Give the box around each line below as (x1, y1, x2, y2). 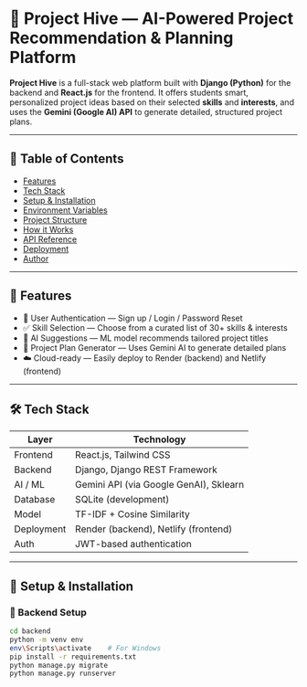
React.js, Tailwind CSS (74, 449, 171, 461)
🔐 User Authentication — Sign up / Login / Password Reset (22, 312, 244, 323)
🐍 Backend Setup (9, 606, 87, 618)
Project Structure (22, 214, 88, 225)
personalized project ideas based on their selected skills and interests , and (9, 96, 295, 108)
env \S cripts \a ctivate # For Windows (9, 643, 162, 652)
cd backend (9, 627, 51, 636)
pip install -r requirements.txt (9, 652, 137, 661)
